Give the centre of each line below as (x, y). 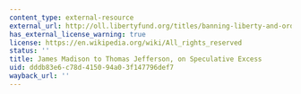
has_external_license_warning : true (77, 34)
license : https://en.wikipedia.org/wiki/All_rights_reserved (126, 43)
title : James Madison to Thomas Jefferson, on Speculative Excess (136, 59)
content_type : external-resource (72, 17)
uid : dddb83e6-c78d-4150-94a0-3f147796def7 (92, 68)
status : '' (30, 51)
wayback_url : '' (39, 76)
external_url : (36, 26)
